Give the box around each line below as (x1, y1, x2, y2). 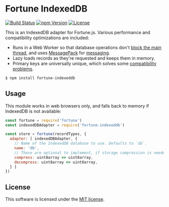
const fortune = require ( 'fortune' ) (5, 118, 82, 123)
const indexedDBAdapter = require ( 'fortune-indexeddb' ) (5, 123, 125, 128)
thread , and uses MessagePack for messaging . (12, 50, 111, 56)
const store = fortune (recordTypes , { (5, 132, 87, 137)
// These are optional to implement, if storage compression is (14, 150, 152, 155)
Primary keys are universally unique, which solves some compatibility (12, 60, 157, 66)
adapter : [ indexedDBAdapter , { (10, 136, 78, 141)
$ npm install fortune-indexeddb (5, 75, 75, 80)
